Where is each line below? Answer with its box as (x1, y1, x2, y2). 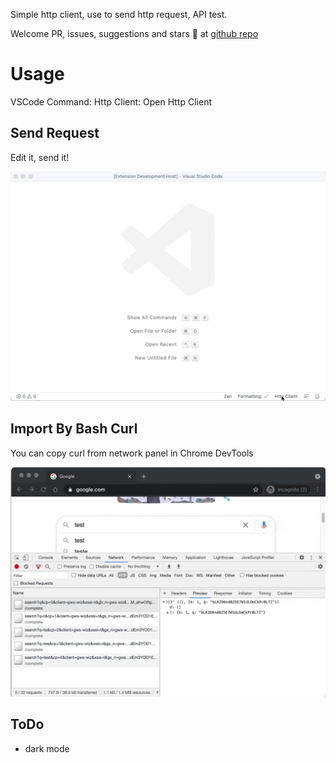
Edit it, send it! (10, 151, 70, 163)
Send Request (10, 125, 100, 142)
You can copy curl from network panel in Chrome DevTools (10, 447, 254, 459)
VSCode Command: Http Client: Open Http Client (10, 95, 212, 108)
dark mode (24, 742, 70, 754)
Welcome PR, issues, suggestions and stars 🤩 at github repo (10, 28, 259, 39)
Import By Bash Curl (10, 420, 138, 438)
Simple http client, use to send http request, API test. (10, 9, 228, 20)
